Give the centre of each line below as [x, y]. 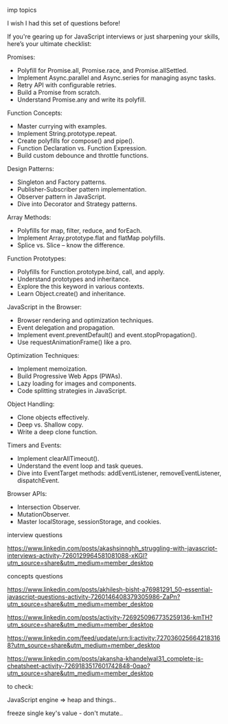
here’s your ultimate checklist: [49, 44]
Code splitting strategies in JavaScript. [72, 391]
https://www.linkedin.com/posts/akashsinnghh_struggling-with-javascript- [112, 548]
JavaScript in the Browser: [45, 307]
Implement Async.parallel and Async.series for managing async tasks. [116, 78]
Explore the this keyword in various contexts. [80, 286]
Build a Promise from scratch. [59, 92]
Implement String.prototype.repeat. [67, 134]
